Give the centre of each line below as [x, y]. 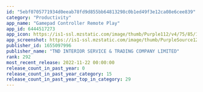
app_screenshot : [27, 40]
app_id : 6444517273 [31, 29]
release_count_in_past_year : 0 [46, 68]
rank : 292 [19, 57]
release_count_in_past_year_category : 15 [59, 74]
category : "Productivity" [39, 18]
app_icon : [19, 34]
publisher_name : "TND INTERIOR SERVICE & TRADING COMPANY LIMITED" [93, 51]
